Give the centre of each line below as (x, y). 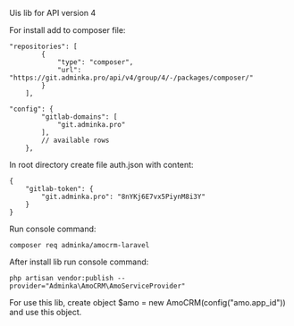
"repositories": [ (43, 46)
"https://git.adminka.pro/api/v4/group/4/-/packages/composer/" (131, 78)
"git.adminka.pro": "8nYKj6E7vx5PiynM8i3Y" (123, 196)
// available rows (76, 140)
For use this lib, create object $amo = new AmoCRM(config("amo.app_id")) (147, 302)
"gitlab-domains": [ (80, 117)
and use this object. (46, 312)
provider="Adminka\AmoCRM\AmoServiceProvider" (97, 286)
